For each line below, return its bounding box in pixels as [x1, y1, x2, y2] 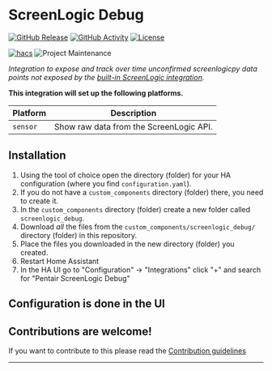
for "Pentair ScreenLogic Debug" [19, 273, 131, 283]
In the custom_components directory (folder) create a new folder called [19, 204, 251, 214]
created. [19, 247, 49, 257]
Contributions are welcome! [8, 324, 152, 338]
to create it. [19, 196, 59, 206]
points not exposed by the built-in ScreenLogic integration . [8, 72, 205, 82]
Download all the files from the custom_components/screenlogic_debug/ [19, 221, 256, 232]
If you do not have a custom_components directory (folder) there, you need [19, 187, 264, 197]
